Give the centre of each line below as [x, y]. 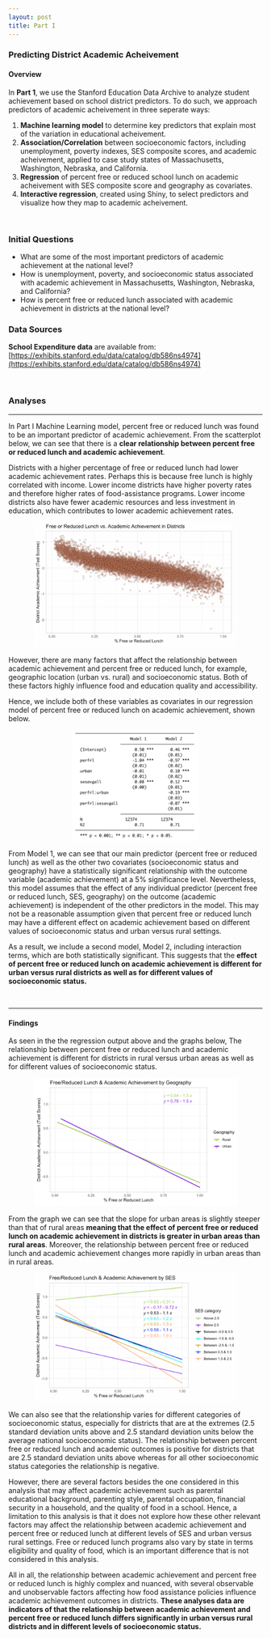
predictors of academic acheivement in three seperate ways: [109, 109]
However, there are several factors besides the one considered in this [124, 1482]
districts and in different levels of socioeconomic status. [105, 1626]
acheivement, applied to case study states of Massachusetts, [122, 159]
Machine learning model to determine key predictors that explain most [138, 125]
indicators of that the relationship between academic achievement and [130, 1609]
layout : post [30, 17]
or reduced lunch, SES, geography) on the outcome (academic [113, 897]
